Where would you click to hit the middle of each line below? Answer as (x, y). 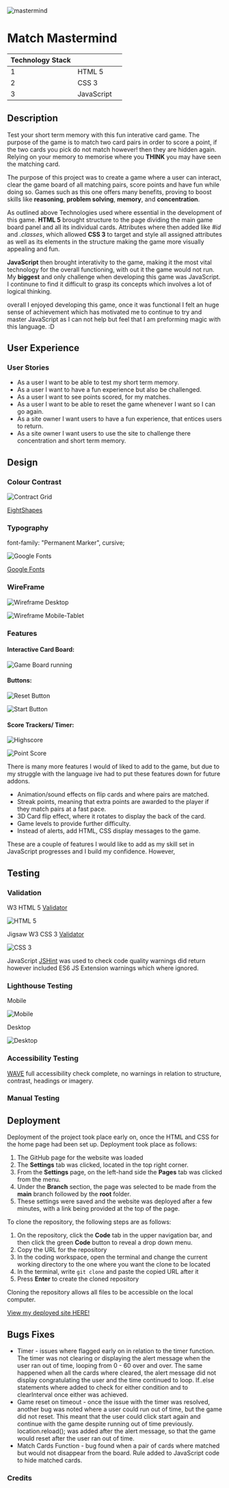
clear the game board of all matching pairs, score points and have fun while (113, 185)
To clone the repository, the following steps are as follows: (89, 1222)
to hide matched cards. (50, 1461)
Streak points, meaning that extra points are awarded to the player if (113, 802)
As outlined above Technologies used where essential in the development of (114, 212)
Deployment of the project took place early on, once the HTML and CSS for (113, 1137)
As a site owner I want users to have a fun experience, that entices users (119, 419)
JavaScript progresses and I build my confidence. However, (91, 851)
